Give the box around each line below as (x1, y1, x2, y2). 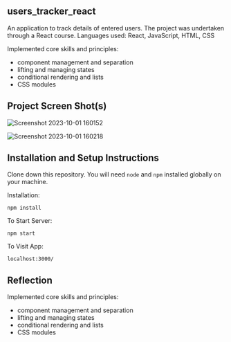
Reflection (7, 274, 53, 286)
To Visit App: (7, 242, 44, 251)
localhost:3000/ (7, 255, 54, 262)
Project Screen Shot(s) (7, 100, 107, 112)
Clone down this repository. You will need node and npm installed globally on (7, 170, 221, 179)
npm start (7, 230, 36, 237)
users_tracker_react (7, 6, 96, 17)
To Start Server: (7, 217, 53, 225)
